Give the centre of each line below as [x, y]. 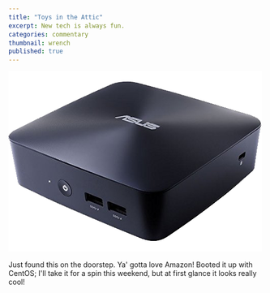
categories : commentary [49, 34]
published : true [36, 52]
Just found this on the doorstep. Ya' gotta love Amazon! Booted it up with [131, 265]
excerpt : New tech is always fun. [67, 26]
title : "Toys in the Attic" [56, 17]
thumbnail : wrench [39, 43]
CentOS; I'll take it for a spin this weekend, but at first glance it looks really [133, 274]
